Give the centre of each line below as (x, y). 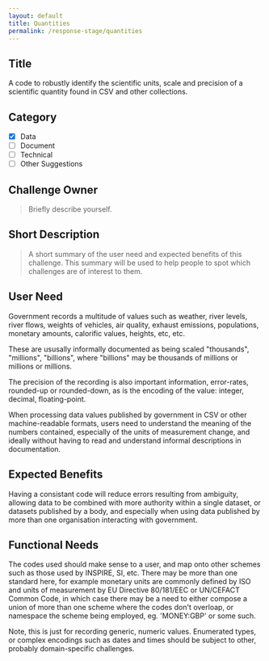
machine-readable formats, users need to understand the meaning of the (130, 423)
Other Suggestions (51, 164)
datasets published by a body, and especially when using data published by (134, 511)
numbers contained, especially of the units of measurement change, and (129, 432)
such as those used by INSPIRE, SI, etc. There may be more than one (123, 573)
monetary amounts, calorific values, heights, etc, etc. (97, 333)
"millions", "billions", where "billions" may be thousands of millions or (123, 357)
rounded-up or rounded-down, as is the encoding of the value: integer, (126, 390)
